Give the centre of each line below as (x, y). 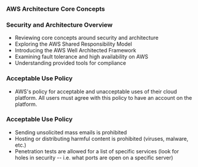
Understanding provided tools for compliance (70, 63)
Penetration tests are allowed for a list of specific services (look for (97, 151)
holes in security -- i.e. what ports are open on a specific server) (94, 157)
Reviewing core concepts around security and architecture (87, 38)
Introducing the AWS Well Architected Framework (76, 51)
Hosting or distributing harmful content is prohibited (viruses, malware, (101, 138)
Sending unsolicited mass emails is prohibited (71, 132)
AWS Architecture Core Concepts (56, 9)
